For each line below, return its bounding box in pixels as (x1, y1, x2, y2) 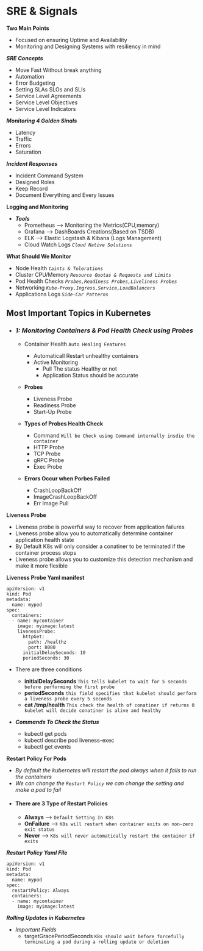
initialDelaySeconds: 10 (22, 649, 86, 656)
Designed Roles (15, 178, 55, 185)
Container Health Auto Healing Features (24, 340, 126, 347)
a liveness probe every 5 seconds (24, 696, 112, 702)
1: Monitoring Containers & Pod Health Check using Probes (15, 326, 194, 335)
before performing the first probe (24, 684, 115, 690)
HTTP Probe (33, 443, 65, 451)
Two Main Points (6, 24, 49, 32)
